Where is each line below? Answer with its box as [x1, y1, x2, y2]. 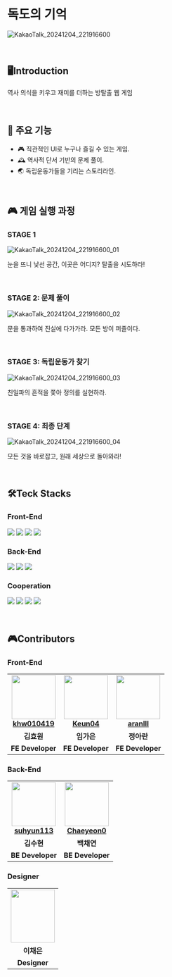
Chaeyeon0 [67, 826, 107, 835]
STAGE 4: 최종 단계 [7, 421, 70, 430]
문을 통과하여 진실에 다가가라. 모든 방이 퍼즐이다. [7, 324, 140, 332]
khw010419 [13, 719, 55, 729]
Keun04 [72, 719, 100, 729]
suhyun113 [13, 826, 54, 835]
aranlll [127, 719, 150, 729]
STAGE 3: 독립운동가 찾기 [7, 357, 90, 367]
